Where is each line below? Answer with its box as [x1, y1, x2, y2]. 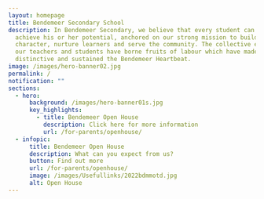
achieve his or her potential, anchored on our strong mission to [15, 33, 237, 42]
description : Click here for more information [42, 121, 199, 128]
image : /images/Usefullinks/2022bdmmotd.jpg [28, 172, 178, 180]
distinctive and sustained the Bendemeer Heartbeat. [15, 56, 192, 63]
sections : [8, 84, 41, 92]
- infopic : [15, 135, 51, 143]
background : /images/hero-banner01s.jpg [28, 99, 163, 107]
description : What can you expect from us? [28, 150, 174, 157]
